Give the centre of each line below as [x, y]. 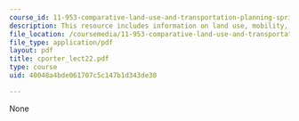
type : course [33, 68]
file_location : [37, 34]
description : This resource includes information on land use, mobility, [149, 26]
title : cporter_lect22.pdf [59, 59]
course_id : [29, 17]
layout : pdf [31, 51]
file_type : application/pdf [61, 42]
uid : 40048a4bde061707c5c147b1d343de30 [83, 76]
